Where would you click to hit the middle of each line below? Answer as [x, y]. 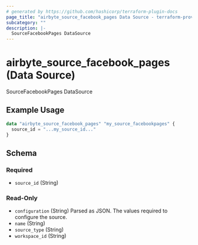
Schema [22, 153]
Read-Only [22, 198]
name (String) [30, 223]
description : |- [26, 28]
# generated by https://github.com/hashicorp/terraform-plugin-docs [92, 12]
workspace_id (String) [40, 236]
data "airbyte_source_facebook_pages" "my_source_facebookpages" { [91, 124]
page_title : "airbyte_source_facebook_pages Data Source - [80, 17]
